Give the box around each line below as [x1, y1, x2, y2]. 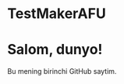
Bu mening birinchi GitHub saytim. [7, 67, 117, 76]
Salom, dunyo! [7, 41, 103, 59]
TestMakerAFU [7, 5, 106, 23]
